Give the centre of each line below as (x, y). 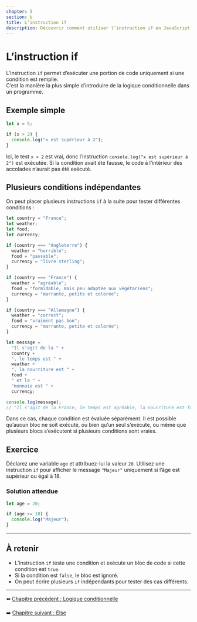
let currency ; (23, 234)
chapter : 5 (19, 11)
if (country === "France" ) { (42, 278)
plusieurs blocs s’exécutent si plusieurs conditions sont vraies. (81, 431)
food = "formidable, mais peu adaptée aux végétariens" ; (82, 288)
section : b (19, 17)
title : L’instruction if (36, 22)
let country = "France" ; (36, 218)
